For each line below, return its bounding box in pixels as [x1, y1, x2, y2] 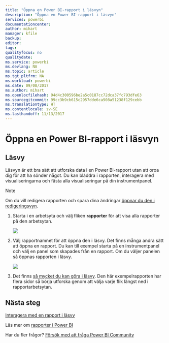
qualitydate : [5, 54, 33, 60]
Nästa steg [5, 298, 41, 307]
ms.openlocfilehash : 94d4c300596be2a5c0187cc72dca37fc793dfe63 [5, 92, 142, 98]
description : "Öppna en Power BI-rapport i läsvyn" [5, 12, 117, 17]
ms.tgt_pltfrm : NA [5, 74, 44, 79]
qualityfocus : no [5, 50, 42, 55]
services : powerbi [5, 17, 44, 22]
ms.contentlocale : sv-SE [5, 107, 58, 112]
